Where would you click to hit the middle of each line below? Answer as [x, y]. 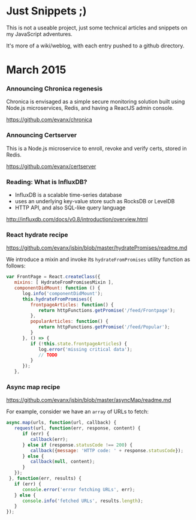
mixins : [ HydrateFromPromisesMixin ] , [64, 282]
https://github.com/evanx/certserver [51, 166]
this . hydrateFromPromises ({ [57, 299]
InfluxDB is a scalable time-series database [68, 195]
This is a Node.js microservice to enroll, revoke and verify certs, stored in [97, 148]
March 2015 [36, 70]
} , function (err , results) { [45, 479]
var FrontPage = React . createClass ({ [53, 277]
